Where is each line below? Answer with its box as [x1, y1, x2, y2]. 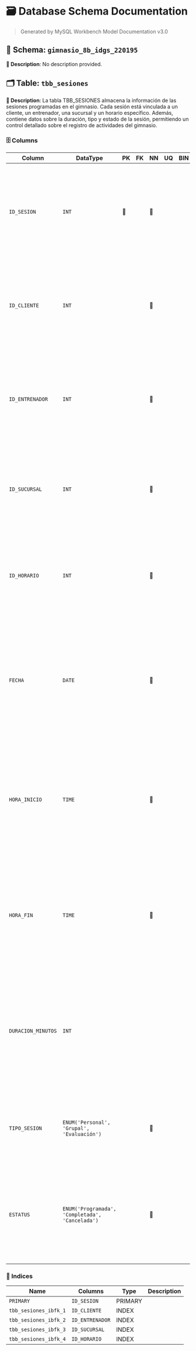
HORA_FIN [9, 912, 33, 918]
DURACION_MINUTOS [9, 1027, 57, 1034]
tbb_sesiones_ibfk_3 [9, 1326, 66, 1333]
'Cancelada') [62, 1217, 99, 1224]
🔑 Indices [6, 1272, 33, 1280]
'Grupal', [62, 1125, 90, 1131]
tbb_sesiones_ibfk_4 [9, 1336, 66, 1343]
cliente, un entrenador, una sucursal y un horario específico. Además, [6, 109, 173, 116]
